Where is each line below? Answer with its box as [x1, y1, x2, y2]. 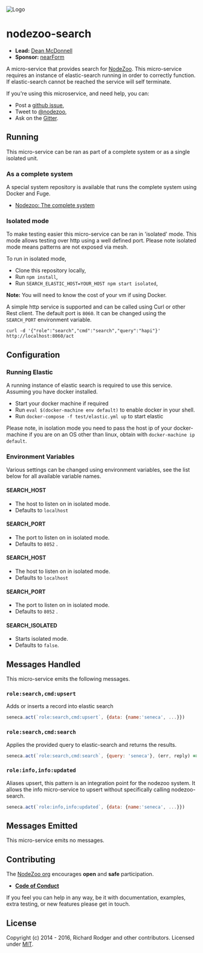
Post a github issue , [14, 101, 65, 109]
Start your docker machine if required [14, 400, 109, 407]
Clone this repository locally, [14, 267, 86, 274]
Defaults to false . [14, 641, 59, 649]
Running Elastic [6, 367, 53, 376]
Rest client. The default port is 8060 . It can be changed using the [6, 310, 166, 317]
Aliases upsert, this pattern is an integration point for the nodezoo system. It [6, 779, 195, 786]
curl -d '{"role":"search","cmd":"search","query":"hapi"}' [6, 328, 161, 334]
